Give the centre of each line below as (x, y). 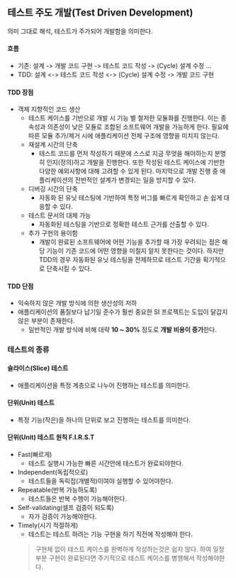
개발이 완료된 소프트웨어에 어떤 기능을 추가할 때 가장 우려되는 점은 (130, 242)
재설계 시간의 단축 (53, 144)
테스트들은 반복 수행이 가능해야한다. (78, 499)
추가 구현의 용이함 (53, 233)
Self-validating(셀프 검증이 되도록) (66, 507)
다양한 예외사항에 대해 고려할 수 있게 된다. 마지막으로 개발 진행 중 (128, 171)
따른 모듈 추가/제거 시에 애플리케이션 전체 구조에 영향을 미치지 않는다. (124, 136)
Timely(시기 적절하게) (48, 525)
